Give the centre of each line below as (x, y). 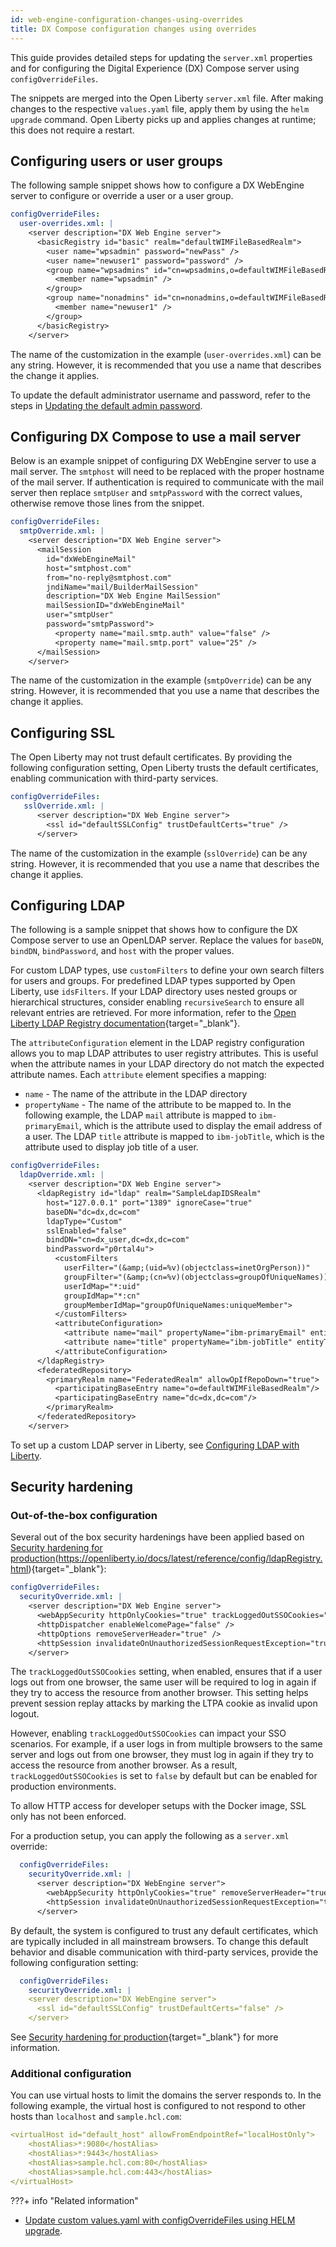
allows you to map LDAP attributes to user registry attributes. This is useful (164, 1053)
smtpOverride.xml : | (62, 531)
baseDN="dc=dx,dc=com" (93, 1212)
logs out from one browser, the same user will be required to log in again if (163, 1682)
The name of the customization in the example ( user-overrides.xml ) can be (166, 354)
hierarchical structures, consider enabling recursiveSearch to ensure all (157, 1002)
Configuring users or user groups (116, 161)
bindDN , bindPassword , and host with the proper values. (122, 951)
